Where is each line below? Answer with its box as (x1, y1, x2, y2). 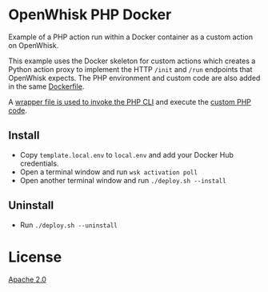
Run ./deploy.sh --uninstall (19, 220, 118, 230)
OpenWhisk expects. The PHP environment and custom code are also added (8, 73, 261, 82)
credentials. (19, 158, 59, 168)
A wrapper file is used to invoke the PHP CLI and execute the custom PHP (8, 97, 252, 106)
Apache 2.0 (8, 274, 46, 284)
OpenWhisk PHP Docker (8, 6, 172, 24)
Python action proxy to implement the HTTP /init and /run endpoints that (8, 64, 253, 74)
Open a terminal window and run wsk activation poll (19, 166, 198, 177)
